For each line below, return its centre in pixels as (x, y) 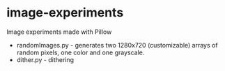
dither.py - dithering (45, 59)
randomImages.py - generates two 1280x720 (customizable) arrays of (117, 45)
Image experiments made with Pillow (59, 32)
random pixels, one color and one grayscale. (80, 52)
